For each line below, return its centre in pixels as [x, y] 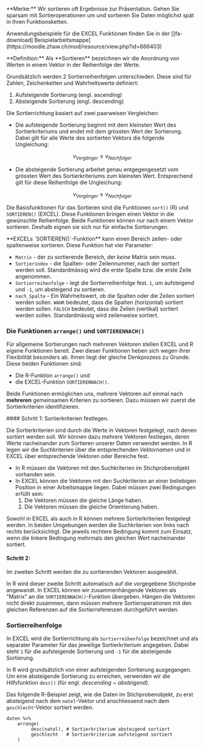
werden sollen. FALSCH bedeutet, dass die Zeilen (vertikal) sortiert [97, 309]
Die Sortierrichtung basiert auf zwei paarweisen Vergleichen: [83, 113]
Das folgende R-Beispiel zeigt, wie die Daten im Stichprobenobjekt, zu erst [100, 694]
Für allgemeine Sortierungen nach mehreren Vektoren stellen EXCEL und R [100, 344]
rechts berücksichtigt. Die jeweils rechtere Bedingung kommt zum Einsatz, [100, 531]
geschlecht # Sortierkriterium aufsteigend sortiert [102, 735]
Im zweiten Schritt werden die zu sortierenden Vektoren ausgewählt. [92, 572]
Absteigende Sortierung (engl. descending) [69, 101]
